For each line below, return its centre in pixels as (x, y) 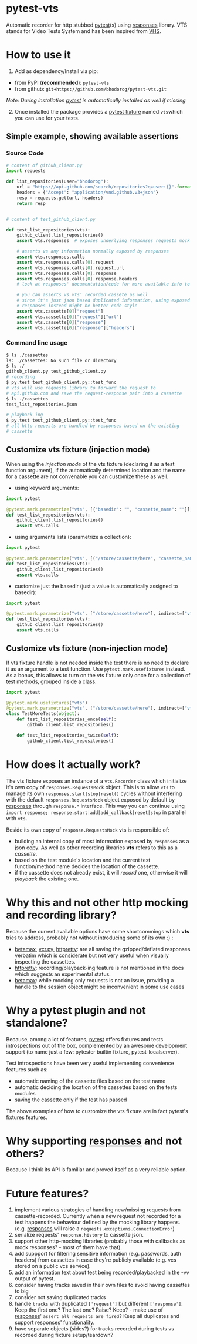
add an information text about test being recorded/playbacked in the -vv (102, 1272)
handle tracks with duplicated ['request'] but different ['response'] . (98, 1304)
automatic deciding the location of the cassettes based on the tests (96, 1087)
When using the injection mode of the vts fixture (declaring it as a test (90, 464)
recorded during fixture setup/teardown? (64, 1335)
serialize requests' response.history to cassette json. (79, 1235)
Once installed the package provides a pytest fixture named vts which (98, 111)
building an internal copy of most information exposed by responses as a (102, 841)
